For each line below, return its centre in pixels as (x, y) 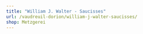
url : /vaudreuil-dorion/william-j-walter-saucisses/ (72, 17)
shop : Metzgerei (26, 22)
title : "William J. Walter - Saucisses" (56, 11)
